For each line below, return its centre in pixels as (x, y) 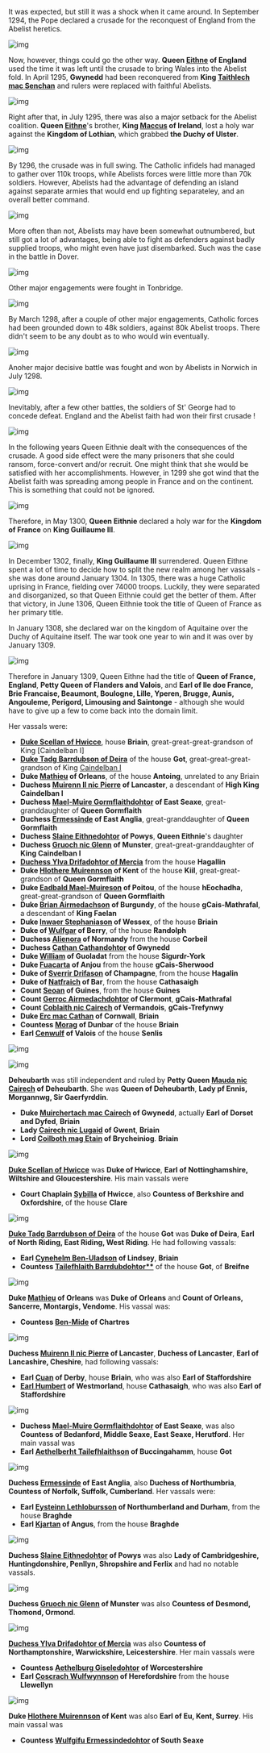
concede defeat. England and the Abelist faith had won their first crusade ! (132, 416)
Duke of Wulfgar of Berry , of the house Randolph (103, 930)
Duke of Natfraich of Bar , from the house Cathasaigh (109, 982)
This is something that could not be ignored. (82, 490)
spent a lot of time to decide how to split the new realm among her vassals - (135, 569)
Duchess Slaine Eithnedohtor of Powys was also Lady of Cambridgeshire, (134, 1555)
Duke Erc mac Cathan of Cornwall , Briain (89, 1016)
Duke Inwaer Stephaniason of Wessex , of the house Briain (119, 922)
